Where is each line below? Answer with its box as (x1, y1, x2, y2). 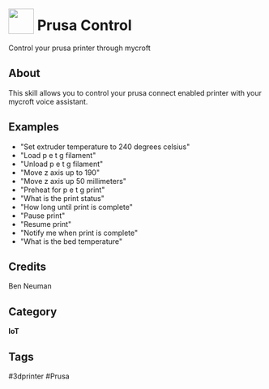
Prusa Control (36, 16, 132, 35)
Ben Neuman (8, 281, 52, 291)
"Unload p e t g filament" (19, 159, 104, 169)
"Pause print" (19, 211, 66, 220)
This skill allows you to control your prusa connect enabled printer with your (8, 88, 262, 97)
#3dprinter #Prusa (8, 371, 70, 381)
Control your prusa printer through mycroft (8, 43, 152, 53)
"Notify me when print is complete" (19, 228, 139, 237)
